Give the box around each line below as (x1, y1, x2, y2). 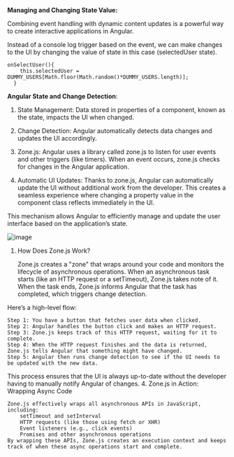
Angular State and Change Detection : (7, 92, 118, 100)
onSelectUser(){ (7, 62, 54, 69)
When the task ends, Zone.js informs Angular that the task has (17, 283, 197, 290)
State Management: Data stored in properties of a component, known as (17, 106, 226, 114)
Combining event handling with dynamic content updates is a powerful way (7, 20, 224, 27)
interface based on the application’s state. (7, 220, 128, 227)
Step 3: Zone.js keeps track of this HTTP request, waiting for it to (7, 329, 217, 336)
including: (7, 407, 39, 414)
